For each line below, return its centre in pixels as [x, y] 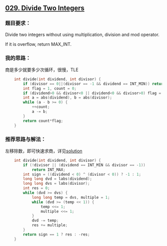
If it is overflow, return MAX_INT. [39, 44]
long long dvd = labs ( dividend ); [58, 179]
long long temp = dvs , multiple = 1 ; [71, 197]
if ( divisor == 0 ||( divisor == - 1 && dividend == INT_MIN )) [86, 84]
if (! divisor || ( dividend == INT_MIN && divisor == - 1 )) [84, 165]
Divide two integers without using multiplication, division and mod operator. [83, 34]
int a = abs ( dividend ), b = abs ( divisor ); [68, 98]
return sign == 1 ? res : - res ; [57, 234]
